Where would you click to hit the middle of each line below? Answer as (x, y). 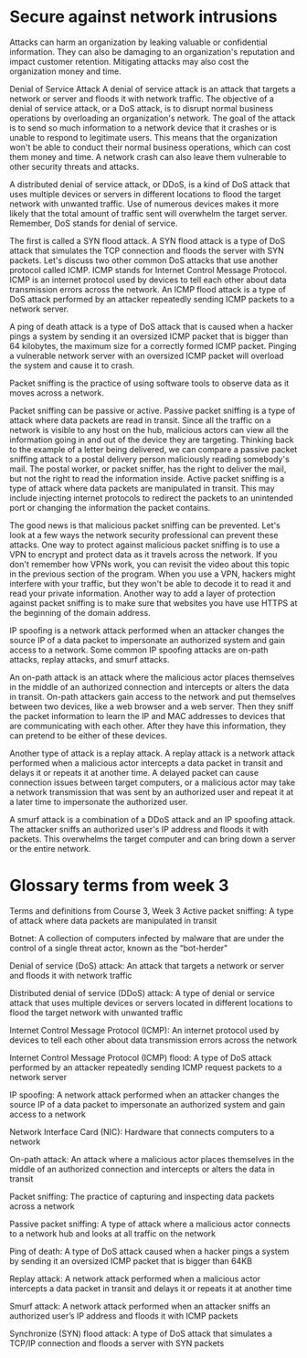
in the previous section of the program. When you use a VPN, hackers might (153, 574)
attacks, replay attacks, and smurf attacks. (90, 659)
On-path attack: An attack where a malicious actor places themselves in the (152, 1159)
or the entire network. (50, 848)
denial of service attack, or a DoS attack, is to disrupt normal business (142, 108)
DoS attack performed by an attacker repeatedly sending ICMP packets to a (152, 299)
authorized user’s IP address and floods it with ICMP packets (124, 1316)
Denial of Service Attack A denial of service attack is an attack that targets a (153, 89)
